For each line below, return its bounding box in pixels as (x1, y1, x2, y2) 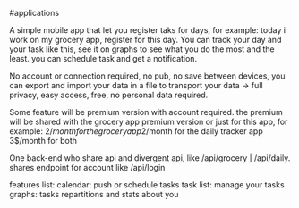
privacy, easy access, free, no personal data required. (9, 89, 209, 100)
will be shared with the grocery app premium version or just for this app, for (9, 116, 288, 127)
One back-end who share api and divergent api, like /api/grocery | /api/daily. (9, 153, 291, 163)
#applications (9, 8, 60, 18)
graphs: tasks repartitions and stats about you (9, 189, 179, 199)
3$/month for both (9, 136, 78, 146)
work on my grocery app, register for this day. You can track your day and (9, 35, 282, 45)
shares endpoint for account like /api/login (9, 162, 166, 172)
